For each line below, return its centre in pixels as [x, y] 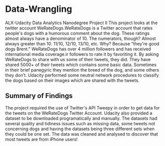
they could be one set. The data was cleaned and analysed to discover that [82, 134]
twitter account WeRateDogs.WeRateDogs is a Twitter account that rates [79, 28]
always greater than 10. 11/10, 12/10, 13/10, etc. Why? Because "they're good [82, 43]
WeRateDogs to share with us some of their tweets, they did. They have [78, 59]
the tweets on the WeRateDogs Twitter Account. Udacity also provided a [79, 113]
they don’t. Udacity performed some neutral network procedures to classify [82, 75]
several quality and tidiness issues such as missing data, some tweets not [80, 123]
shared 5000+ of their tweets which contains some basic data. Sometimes [81, 65]
